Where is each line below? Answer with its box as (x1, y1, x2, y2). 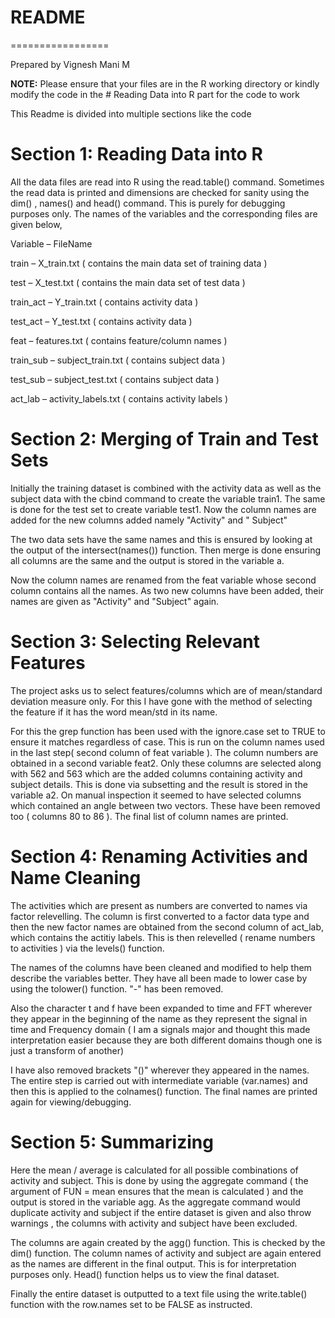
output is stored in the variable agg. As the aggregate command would (10, 1196, 301, 1208)
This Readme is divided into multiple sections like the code (10, 107, 252, 120)
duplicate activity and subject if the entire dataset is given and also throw (10, 1206, 312, 1218)
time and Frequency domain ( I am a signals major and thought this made (10, 1023, 311, 1035)
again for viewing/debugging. (10, 1096, 132, 1108)
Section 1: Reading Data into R (10, 143, 263, 166)
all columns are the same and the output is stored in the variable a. (10, 554, 285, 566)
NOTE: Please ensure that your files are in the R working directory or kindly (10, 77, 320, 90)
